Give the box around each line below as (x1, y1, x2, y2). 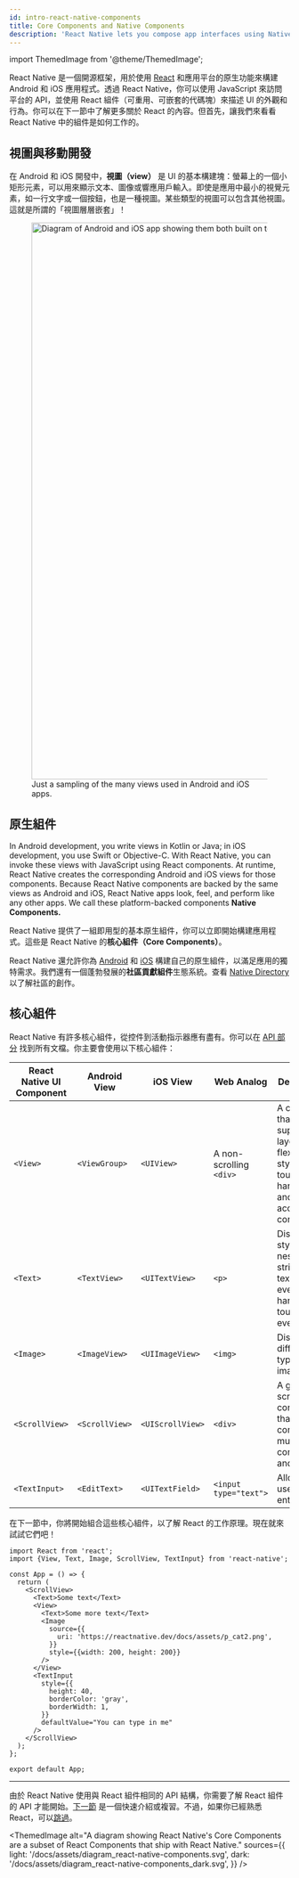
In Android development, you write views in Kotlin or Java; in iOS (9, 841, 246, 851)
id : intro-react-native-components (9, 12, 141, 22)
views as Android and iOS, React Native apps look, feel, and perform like (9, 888, 275, 898)
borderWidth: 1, (48, 1702, 109, 1711)
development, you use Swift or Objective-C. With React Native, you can (9, 850, 271, 861)
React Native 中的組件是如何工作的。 (9, 117, 144, 127)
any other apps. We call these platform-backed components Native (9, 897, 256, 908)
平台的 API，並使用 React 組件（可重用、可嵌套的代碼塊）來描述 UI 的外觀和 (9, 94, 287, 105)
